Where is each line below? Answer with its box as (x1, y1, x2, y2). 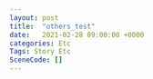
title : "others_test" (9, 22, 96, 31)
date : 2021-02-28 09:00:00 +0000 (9, 30, 145, 39)
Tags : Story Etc (9, 47, 71, 56)
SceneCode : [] (9, 55, 64, 64)
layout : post (9, 13, 59, 23)
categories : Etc (9, 38, 71, 48)
